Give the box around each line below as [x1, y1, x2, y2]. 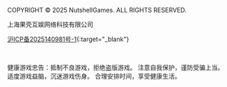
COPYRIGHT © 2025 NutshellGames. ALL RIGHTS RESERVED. [7, 6, 187, 14]
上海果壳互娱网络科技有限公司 [7, 20, 93, 29]
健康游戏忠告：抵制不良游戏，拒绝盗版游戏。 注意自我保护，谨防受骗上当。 [7, 63, 224, 72]
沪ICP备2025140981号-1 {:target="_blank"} [7, 35, 130, 43]
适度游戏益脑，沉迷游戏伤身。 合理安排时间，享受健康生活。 [7, 72, 181, 80]
